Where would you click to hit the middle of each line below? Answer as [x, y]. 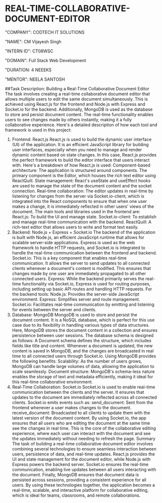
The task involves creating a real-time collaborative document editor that [77, 94]
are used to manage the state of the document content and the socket [82, 185]
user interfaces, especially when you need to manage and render [77, 150]
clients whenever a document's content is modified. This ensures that [81, 268]
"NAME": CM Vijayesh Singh [33, 41]
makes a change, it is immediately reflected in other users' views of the [83, 206]
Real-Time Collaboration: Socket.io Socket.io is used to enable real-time [84, 387]
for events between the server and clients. [54, 309]
